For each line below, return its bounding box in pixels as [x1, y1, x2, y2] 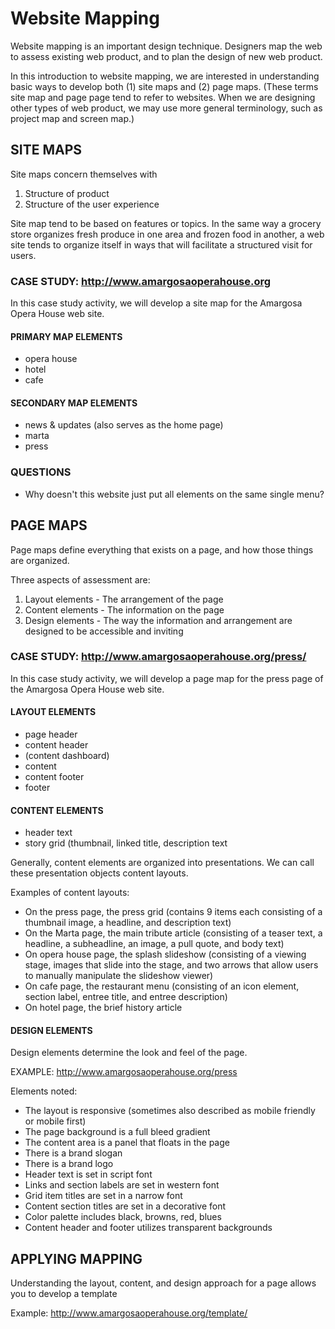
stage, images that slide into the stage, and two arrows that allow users [24, 959, 319, 971]
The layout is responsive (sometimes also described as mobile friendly [24, 1105, 316, 1117]
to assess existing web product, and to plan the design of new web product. [10, 50, 323, 62]
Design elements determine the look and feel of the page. [10, 1047, 248, 1059]
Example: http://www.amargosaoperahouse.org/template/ [10, 1307, 248, 1319]
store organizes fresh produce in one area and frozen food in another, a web [10, 228, 325, 240]
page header [24, 728, 78, 741]
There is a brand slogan [24, 1147, 123, 1159]
